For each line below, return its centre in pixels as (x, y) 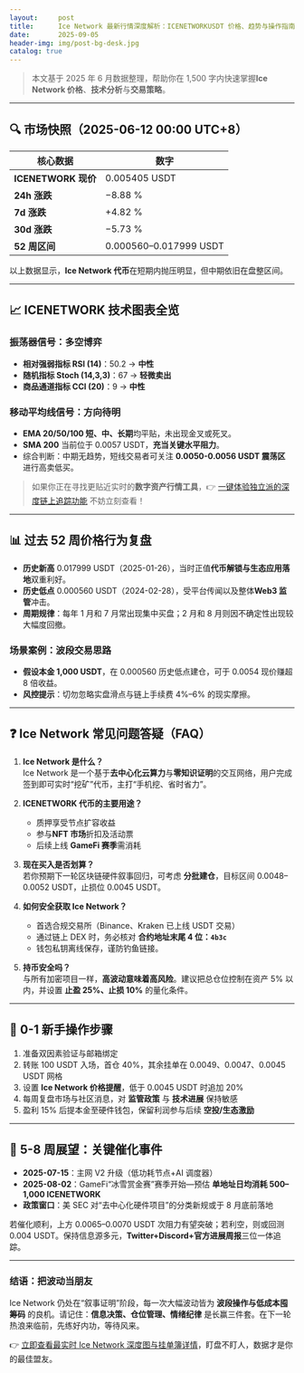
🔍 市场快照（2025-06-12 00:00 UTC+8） (128, 129)
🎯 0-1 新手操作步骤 (61, 1030)
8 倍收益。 (42, 683)
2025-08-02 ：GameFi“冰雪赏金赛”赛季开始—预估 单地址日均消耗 (145, 1184)
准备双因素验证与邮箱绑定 (70, 1053)
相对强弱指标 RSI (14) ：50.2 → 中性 (88, 364)
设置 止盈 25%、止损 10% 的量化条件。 (119, 990)
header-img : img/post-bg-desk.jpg (75, 43)
